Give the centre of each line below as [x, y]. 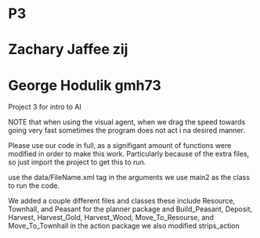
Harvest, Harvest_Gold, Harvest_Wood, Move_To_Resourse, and [111, 218]
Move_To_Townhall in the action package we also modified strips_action [124, 226]
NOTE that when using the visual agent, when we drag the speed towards [127, 122]
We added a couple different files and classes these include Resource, [122, 201]
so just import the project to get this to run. [77, 162]
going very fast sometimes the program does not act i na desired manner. [126, 131]
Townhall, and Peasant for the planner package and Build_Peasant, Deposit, [130, 209]
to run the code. [34, 186]
